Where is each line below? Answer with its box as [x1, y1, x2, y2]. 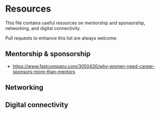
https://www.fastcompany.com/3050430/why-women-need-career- [12, 63, 155, 69]
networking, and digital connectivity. [5, 25, 81, 31]
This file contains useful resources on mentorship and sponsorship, [5, 20, 145, 26]
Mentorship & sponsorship [5, 50, 91, 58]
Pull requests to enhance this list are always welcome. [5, 35, 118, 41]
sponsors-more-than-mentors [12, 68, 76, 74]
